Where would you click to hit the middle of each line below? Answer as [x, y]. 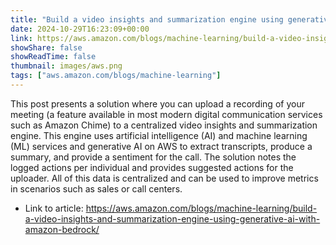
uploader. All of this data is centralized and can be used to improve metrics [164, 178]
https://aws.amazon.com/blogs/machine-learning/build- [201, 208]
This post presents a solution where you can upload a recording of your [157, 103]
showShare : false [46, 47]
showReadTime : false [53, 57]
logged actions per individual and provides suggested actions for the [152, 167]
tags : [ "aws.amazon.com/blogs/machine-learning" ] [116, 76]
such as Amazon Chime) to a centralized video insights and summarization [164, 125]
